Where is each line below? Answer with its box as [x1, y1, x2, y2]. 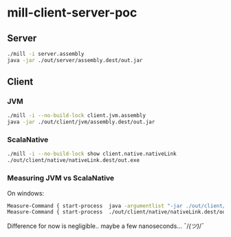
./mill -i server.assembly [7, 50, 85, 57]
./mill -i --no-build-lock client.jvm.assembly [7, 112, 146, 119]
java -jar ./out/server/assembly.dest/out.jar [7, 56, 143, 63]
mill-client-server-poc [7, 5, 137, 21]
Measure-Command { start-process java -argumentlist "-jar [7, 202, 184, 209]
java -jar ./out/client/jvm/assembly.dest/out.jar [7, 118, 155, 125]
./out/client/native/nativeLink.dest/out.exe [7, 157, 140, 164]
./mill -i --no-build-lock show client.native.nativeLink [7, 150, 177, 158]
